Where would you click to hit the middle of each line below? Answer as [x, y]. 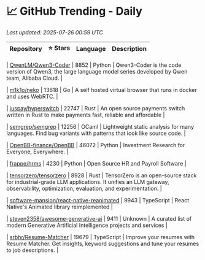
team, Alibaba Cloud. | [34, 78]
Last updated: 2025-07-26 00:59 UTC [55, 32]
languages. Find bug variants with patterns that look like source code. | [96, 133]
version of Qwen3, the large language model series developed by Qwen [97, 71]
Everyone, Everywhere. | [37, 151]
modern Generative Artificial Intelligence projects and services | [87, 225]
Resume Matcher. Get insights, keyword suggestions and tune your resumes [103, 243]
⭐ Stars [59, 48]
